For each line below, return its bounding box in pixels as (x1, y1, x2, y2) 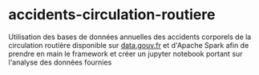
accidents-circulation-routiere (8, 6, 216, 24)
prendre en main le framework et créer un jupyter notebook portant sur (8, 49, 243, 58)
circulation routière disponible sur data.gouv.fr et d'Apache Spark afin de (8, 40, 249, 49)
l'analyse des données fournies (8, 57, 112, 67)
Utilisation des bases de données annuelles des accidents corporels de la (8, 32, 252, 41)
